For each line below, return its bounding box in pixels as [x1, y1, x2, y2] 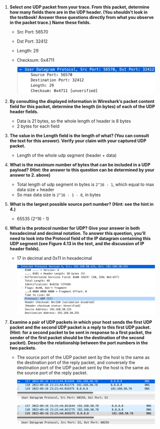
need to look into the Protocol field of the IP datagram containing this [9, 235, 151, 242]
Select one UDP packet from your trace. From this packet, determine [9, 4, 150, 10]
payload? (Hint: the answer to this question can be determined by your [9, 167, 155, 173]
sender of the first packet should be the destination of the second [9, 335, 145, 341]
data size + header [16, 187, 55, 193]
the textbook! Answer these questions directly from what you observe [9, 15, 154, 20]
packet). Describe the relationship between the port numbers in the [9, 340, 148, 346]
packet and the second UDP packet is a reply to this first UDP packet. [9, 325, 151, 330]
